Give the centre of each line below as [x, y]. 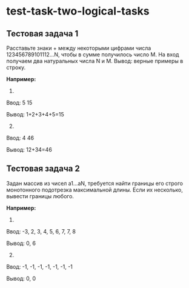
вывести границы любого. [40, 196]
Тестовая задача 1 [42, 34]
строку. [16, 67]
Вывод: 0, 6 [21, 243]
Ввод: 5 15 [19, 102]
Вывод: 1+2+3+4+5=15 [35, 114]
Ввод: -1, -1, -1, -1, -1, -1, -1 [39, 266]
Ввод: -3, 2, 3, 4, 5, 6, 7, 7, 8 [41, 231]
